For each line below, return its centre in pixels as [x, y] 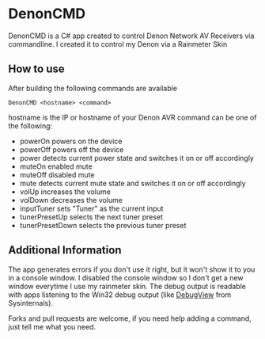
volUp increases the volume [65, 192]
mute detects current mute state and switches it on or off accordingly [133, 183]
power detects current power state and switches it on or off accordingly [137, 158]
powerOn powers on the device [71, 141]
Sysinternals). [31, 303]
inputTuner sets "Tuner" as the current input [91, 208]
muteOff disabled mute [57, 174]
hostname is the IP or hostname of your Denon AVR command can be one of [132, 117]
